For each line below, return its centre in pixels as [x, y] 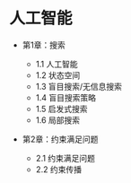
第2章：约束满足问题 [60, 139]
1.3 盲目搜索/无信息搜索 [79, 86]
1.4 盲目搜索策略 [66, 97]
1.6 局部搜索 [58, 120]
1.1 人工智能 [57, 64]
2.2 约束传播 [59, 169]
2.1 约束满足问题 [65, 158]
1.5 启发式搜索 [61, 109]
